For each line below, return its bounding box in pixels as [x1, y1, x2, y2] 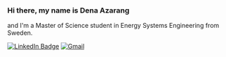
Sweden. [7, 28, 33, 37]
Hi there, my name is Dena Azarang [7, 6, 130, 15]
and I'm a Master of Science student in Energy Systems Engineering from [7, 22, 220, 30]
